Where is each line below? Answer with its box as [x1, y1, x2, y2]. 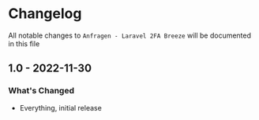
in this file [8, 38, 40, 48]
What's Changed [8, 85, 75, 96]
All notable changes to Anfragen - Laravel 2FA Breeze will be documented [8, 31, 251, 40]
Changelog [8, 5, 82, 23]
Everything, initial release [19, 103, 103, 112]
